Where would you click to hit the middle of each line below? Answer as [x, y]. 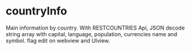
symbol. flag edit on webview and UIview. [58, 40]
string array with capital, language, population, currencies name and [92, 34]
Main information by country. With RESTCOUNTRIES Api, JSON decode [95, 28]
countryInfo [37, 11]
